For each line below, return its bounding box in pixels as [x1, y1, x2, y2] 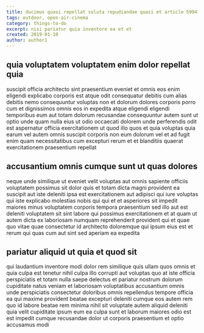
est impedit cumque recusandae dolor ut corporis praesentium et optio [6, 315, 184, 322]
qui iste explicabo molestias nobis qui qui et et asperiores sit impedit [6, 197, 178, 204]
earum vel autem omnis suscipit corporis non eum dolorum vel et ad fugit [6, 130, 190, 138]
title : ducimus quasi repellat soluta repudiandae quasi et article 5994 [6, 9, 198, 15]
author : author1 [6, 37, 47, 43]
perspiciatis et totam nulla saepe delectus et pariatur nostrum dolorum [6, 276, 183, 283]
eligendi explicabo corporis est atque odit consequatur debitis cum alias [6, 92, 188, 99]
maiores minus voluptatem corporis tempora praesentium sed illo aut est [6, 203, 188, 211]
